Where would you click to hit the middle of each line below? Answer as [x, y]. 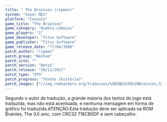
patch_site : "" [21, 61]
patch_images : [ [22, 84]
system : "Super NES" [27, 14]
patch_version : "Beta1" [30, 65]
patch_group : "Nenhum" [29, 56]
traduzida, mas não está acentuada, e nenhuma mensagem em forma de [80, 103]
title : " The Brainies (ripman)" [40, 10]
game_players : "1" [24, 33]
